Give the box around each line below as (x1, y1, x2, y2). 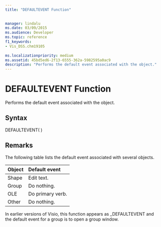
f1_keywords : (5, 39, 32, 44)
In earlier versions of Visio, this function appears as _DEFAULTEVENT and (5, 211, 154, 217)
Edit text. (28, 174, 49, 181)
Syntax (5, 114, 27, 122)
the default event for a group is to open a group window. (5, 216, 119, 222)
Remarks (5, 141, 33, 150)
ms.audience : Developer (5, 30, 54, 35)
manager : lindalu (5, 21, 41, 26)
